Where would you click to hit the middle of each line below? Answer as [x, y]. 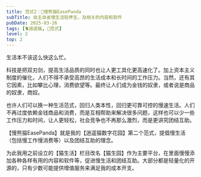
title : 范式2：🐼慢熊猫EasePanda [44, 12]
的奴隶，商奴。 [25, 92]
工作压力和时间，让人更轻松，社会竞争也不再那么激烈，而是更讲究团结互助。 [100, 120]
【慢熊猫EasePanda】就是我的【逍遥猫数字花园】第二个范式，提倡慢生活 [96, 133]
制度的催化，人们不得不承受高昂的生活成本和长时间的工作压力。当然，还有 [98, 77]
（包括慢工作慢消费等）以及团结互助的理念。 [61, 140]
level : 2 [17, 34]
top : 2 [14, 39]
